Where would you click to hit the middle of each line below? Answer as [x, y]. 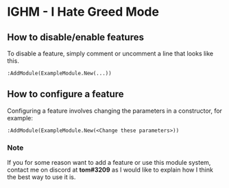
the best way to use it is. [41, 177]
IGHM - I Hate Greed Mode [83, 12]
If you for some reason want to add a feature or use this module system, [109, 163]
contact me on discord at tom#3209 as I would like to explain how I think [110, 170]
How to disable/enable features [75, 37]
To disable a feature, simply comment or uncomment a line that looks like [110, 53]
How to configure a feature [66, 94]
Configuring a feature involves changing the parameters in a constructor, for [115, 111]
